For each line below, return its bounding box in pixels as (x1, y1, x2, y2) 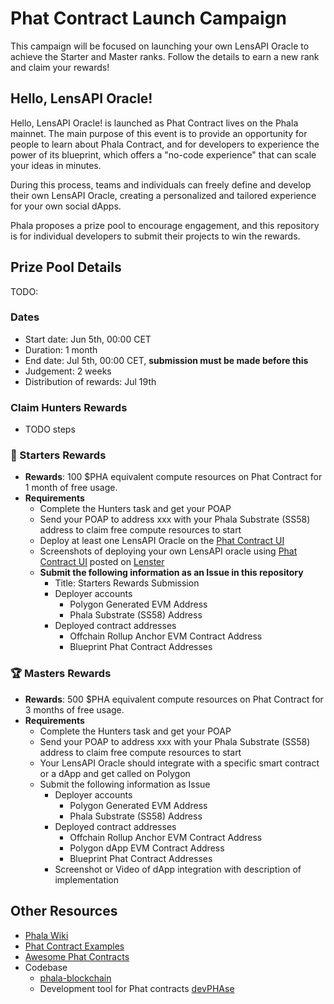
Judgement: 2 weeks (24, 365, 112, 377)
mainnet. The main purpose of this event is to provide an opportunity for (10, 127, 308, 139)
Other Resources (10, 903, 118, 920)
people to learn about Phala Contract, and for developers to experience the (10, 138, 320, 150)
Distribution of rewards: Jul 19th (24, 375, 157, 387)
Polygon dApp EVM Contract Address (69, 842, 225, 854)
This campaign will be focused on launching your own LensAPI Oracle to (10, 40, 310, 52)
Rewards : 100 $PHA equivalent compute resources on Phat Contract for (24, 471, 323, 483)
